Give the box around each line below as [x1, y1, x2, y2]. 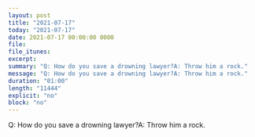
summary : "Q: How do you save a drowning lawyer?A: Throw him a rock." [8, 63, 248, 70]
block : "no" [8, 99, 47, 106]
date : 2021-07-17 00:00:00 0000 [8, 33, 114, 41]
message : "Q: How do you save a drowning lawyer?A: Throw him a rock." [8, 70, 248, 78]
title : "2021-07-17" [8, 19, 76, 27]
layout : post [8, 11, 51, 20]
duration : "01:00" [8, 77, 68, 85]
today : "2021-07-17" [8, 26, 76, 34]
